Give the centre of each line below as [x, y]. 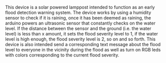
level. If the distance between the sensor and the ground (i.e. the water [78, 28]
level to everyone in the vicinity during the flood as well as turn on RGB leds [83, 50]
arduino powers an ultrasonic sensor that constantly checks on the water [80, 23]
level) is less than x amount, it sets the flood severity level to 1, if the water [82, 34]
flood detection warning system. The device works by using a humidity [78, 12]
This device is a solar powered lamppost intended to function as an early [80, 7]
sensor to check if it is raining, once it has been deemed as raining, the [78, 18]
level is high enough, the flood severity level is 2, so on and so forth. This [80, 39]
